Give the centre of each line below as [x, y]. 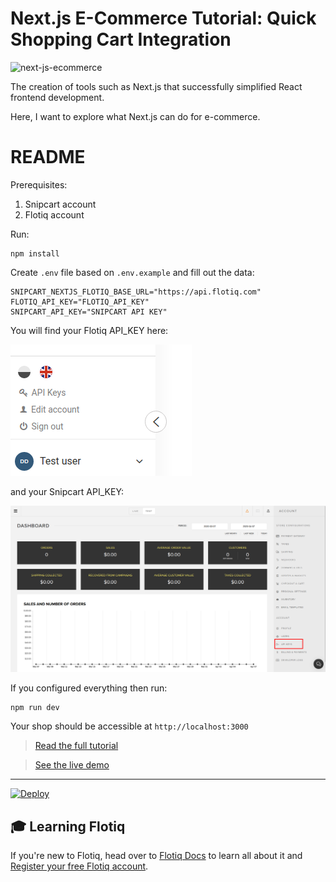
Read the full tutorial [76, 746]
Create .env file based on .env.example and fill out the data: [132, 272]
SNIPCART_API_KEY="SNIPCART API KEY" [89, 312]
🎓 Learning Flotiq [68, 826]
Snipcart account [60, 204]
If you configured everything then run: [89, 688]
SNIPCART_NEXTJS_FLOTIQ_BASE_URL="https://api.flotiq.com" [136, 292]
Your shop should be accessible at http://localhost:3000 [129, 726]
